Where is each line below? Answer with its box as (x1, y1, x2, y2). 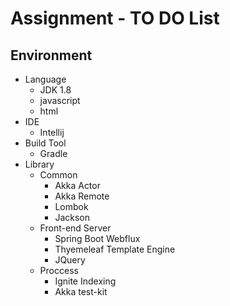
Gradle (39, 148, 68, 159)
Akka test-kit (54, 286, 108, 297)
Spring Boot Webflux (54, 233, 141, 244)
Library (24, 158, 55, 170)
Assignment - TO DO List (10, 7, 220, 30)
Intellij (39, 127, 65, 138)
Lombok (54, 201, 89, 212)
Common (39, 169, 78, 181)
